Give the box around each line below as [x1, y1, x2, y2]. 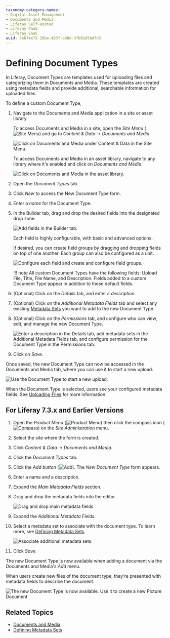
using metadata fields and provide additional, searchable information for [6, 85, 156, 91]
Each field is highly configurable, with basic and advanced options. [13, 235, 153, 241]
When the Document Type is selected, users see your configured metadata [6, 386, 162, 392]
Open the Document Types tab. [13, 180, 79, 186]
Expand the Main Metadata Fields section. [13, 484, 102, 490]
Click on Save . [13, 351, 44, 357]
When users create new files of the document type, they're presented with [6, 573, 161, 579]
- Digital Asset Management [6, 12, 65, 17]
